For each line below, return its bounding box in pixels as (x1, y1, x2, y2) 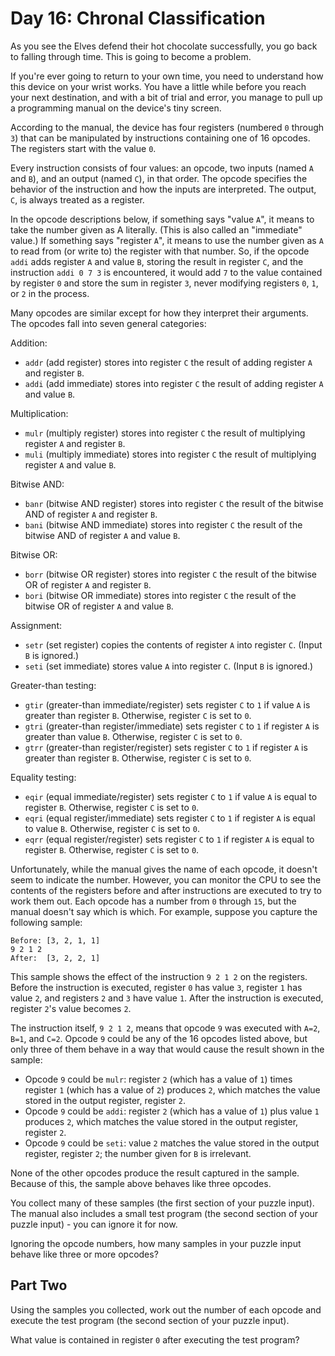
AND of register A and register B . (24, 508, 158, 520)
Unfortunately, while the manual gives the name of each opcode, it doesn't (10, 863, 318, 875)
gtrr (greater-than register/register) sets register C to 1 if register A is (24, 741, 308, 753)
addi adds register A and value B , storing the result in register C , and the (10, 255, 304, 267)
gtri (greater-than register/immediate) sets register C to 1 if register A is (24, 720, 320, 732)
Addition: (10, 337, 48, 349)
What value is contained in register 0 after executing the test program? (10, 1333, 300, 1346)
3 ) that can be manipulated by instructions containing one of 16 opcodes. (10, 132, 311, 144)
